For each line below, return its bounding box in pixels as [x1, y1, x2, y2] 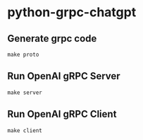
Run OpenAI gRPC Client [7, 108, 117, 120]
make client [7, 127, 42, 134]
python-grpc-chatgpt [7, 4, 137, 21]
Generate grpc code [7, 33, 97, 45]
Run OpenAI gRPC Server [7, 70, 121, 82]
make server [7, 89, 42, 96]
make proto [7, 51, 39, 58]
